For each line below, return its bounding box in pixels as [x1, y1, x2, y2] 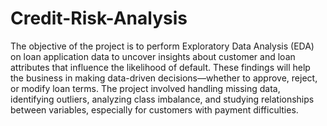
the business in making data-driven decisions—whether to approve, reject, [10, 72, 318, 84]
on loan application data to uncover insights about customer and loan [10, 50, 296, 62]
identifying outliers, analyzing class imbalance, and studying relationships [10, 93, 315, 105]
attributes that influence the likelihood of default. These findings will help [10, 61, 311, 73]
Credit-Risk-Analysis [10, 7, 188, 30]
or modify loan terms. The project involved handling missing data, [10, 82, 281, 94]
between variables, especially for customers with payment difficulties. [10, 103, 299, 116]
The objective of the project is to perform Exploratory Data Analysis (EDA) [10, 40, 315, 52]
